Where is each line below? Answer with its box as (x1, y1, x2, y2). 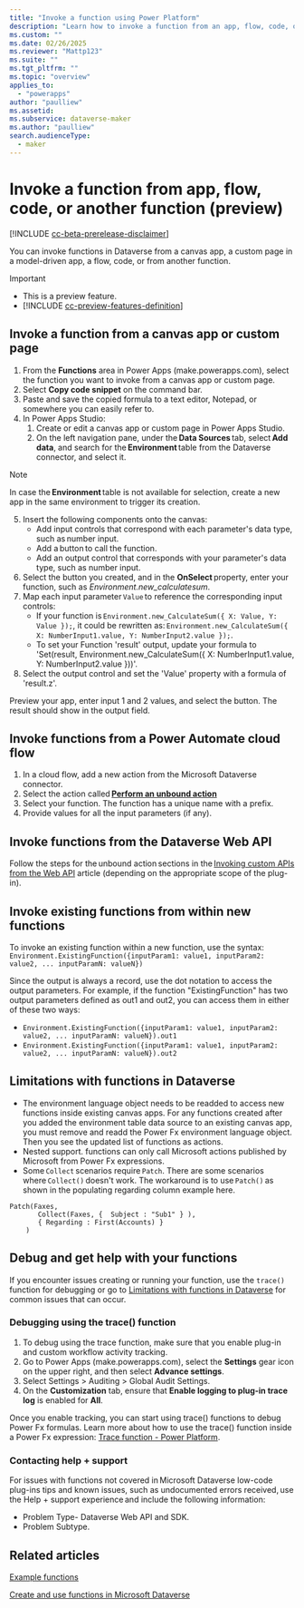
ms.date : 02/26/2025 (9, 38, 88, 48)
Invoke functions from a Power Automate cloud (9, 731, 280, 746)
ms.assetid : (9, 106, 54, 115)
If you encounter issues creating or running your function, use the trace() (9, 1274, 285, 1285)
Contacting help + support (9, 1454, 128, 1467)
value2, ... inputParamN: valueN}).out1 (22, 1031, 177, 1040)
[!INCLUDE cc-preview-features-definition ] (22, 300, 184, 311)
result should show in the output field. (9, 705, 151, 716)
